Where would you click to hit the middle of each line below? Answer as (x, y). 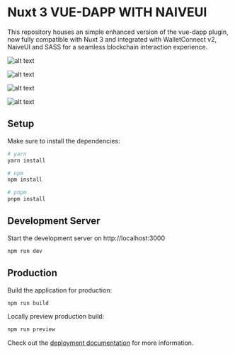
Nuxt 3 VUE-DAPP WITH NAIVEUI (107, 12)
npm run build (28, 303)
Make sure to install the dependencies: (64, 141)
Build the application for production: (59, 290)
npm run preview (31, 329)
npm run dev (25, 251)
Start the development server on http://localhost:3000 (86, 238)
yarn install (27, 160)
